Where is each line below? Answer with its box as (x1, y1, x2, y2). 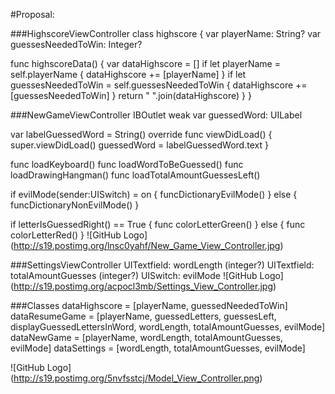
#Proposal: (10, 9, 55, 20)
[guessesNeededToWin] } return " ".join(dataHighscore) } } (10, 90, 252, 101)
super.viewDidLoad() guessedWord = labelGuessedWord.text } (10, 139, 269, 151)
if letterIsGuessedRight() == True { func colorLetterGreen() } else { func (10, 219, 306, 230)
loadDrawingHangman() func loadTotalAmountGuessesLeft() (10, 169, 261, 181)
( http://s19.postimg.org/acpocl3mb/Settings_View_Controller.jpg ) (10, 280, 277, 292)
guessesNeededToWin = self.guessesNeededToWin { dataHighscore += (10, 79, 308, 91)
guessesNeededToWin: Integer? (10, 39, 143, 50)
